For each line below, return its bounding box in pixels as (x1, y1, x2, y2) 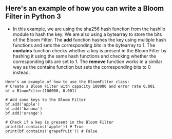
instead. (12, 69, 30, 75)
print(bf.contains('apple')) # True (5, 124, 84, 129)
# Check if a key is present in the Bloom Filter (5, 120, 114, 125)
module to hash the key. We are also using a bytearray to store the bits (12, 31, 162, 37)
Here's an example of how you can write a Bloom (5, 4, 164, 13)
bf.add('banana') (5, 106, 43, 111)
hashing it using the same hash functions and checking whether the (12, 53, 157, 59)
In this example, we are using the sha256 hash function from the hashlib (12, 26, 166, 32)
